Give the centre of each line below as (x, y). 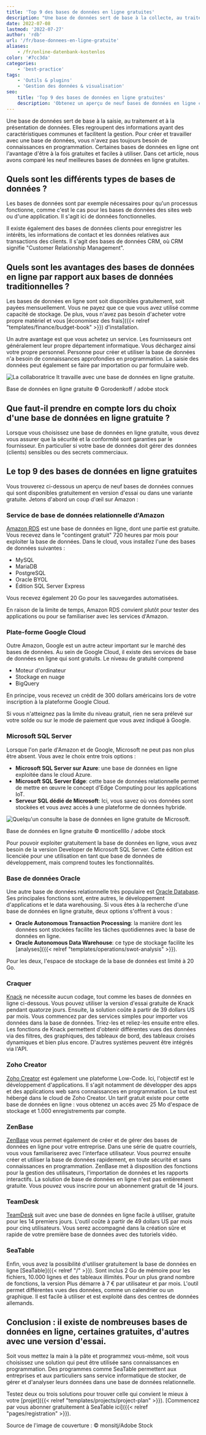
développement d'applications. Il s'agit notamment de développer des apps (102, 1085)
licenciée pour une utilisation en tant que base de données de (84, 856)
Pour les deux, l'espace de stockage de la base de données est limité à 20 (100, 961)
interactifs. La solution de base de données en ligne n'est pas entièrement (100, 1179)
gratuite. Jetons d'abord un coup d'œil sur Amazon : (73, 499)
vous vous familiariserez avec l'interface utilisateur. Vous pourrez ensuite (99, 1153)
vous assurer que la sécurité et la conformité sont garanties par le (90, 439)
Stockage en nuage (40, 677)
